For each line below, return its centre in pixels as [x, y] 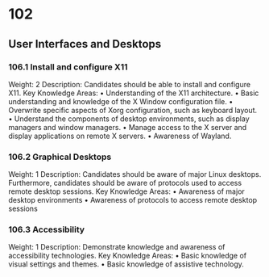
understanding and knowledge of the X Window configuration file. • [121, 101]
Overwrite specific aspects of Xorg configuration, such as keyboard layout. [133, 110]
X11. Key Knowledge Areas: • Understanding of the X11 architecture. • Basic [134, 93]
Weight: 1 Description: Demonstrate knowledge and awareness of [117, 247]
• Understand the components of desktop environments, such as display [129, 119]
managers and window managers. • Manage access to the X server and [128, 127]
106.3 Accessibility [47, 229]
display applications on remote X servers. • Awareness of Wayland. [120, 136]
